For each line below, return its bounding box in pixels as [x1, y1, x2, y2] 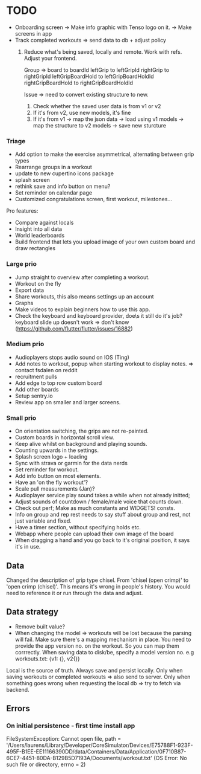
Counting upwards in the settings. [14, 447, 99, 454]
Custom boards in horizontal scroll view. [14, 434, 114, 441]
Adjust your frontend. [23, 54, 77, 62]
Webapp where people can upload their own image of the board [14, 530, 174, 538]
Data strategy [6, 607, 59, 617]
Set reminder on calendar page [14, 189, 92, 196]
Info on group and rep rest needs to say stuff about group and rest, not [14, 511, 191, 518]
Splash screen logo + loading [14, 453, 88, 460]
